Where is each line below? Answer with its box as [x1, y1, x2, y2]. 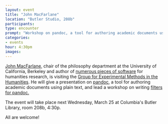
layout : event [5, 7, 35, 12]
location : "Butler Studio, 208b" [5, 16, 75, 21]
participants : [5, 21, 35, 26]
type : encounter [5, 26, 39, 31]
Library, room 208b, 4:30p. [5, 104, 61, 110]
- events [5, 40, 23, 45]
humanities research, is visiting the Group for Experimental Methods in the [5, 73, 158, 79]
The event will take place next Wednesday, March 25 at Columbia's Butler [5, 99, 157, 105]
